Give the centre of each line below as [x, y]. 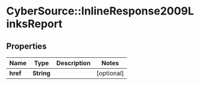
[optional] [110, 73]
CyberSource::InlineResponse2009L [100, 11]
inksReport [34, 24]
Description [73, 63]
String [41, 73]
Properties [27, 46]
